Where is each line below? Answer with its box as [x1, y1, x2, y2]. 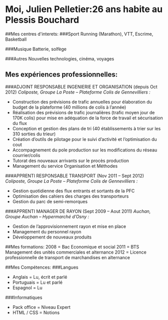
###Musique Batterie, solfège [5, 46, 67, 52]
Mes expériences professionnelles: [5, 70, 118, 79]
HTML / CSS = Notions [12, 309, 60, 315]
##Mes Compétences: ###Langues [5, 264, 79, 270]
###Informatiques [5, 294, 43, 300]
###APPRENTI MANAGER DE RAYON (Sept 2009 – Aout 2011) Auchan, [5, 208, 151, 214]
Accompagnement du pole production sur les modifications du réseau [12, 147, 157, 153]
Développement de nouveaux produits [12, 234, 92, 240]
